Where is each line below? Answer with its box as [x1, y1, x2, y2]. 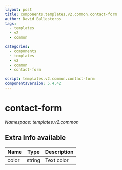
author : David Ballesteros [5, 16, 61, 21]
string [26, 157, 41, 164]
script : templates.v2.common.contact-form [5, 76, 95, 81]
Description [45, 148, 74, 155]
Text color [45, 157, 69, 164]
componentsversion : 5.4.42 [5, 81, 61, 86]
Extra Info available [5, 133, 66, 142]
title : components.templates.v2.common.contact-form [5, 12, 117, 17]
